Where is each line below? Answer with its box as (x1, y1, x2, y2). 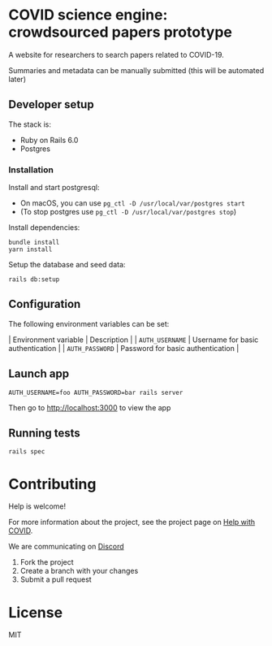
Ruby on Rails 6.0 (19, 135, 79, 145)
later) (8, 74, 27, 84)
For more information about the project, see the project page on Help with (8, 518, 256, 527)
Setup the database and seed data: (8, 260, 126, 270)
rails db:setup (8, 275, 60, 284)
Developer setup (8, 98, 95, 111)
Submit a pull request (19, 574, 92, 584)
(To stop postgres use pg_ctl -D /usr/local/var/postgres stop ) (19, 207, 237, 217)
